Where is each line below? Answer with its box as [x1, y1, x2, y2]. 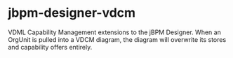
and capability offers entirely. [8, 43, 93, 51]
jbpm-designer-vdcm [8, 5, 136, 21]
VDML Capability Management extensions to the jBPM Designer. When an [8, 28, 222, 36]
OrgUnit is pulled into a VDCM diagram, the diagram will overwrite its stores [8, 35, 227, 43]
